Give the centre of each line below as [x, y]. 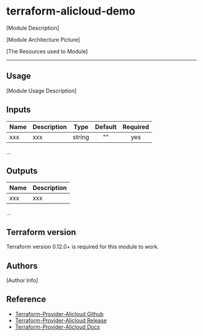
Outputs [22, 171]
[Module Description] [33, 28]
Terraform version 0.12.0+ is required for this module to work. [82, 247]
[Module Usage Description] [41, 91]
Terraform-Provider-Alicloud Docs [57, 327]
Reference [26, 299]
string [81, 137]
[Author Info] [22, 280]
